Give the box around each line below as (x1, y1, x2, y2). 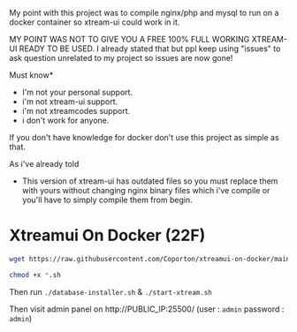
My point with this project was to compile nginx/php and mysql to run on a (9, 8, 279, 18)
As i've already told (9, 159, 80, 169)
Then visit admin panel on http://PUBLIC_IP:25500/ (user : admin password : (9, 304, 285, 314)
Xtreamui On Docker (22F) (9, 225, 206, 245)
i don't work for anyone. (21, 115, 110, 125)
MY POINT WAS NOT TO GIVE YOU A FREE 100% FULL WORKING (9, 34, 250, 44)
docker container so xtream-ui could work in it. (9, 17, 180, 27)
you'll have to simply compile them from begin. (21, 194, 193, 205)
